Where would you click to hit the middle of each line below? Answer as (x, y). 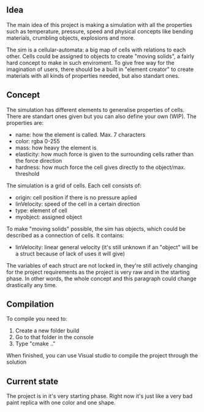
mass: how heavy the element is (56, 148)
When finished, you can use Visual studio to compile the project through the (102, 356)
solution (17, 362)
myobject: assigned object (49, 217)
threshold (27, 173)
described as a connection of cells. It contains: (65, 235)
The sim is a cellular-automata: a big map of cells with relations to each (96, 50)
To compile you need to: (37, 319)
